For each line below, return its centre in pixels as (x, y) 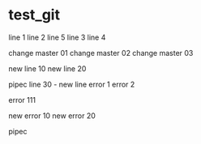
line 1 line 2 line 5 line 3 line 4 (57, 37)
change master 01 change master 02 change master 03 (101, 53)
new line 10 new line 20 (47, 68)
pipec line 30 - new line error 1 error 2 (72, 84)
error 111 (22, 100)
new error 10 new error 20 (52, 116)
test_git (34, 15)
